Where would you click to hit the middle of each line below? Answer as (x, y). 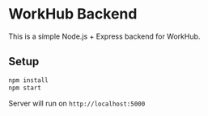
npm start (25, 88)
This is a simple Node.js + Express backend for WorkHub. (104, 36)
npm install (28, 80)
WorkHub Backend (73, 14)
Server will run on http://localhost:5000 (77, 103)
